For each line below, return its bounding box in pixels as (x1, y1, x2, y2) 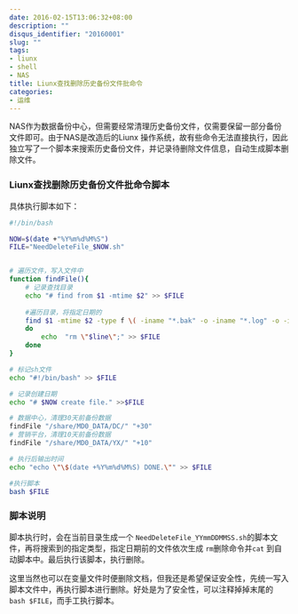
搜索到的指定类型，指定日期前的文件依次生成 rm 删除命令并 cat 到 (39, 543, 275, 554)
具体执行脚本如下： (9, 201, 80, 211)
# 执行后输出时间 (9, 454, 64, 463)
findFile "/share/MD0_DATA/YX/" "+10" (9, 439, 153, 448)
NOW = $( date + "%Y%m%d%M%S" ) (9, 235, 109, 243)
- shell (9, 63, 38, 72)
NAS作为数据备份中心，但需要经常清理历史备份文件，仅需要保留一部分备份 (9, 121, 282, 132)
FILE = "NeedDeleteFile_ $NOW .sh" (9, 243, 125, 251)
